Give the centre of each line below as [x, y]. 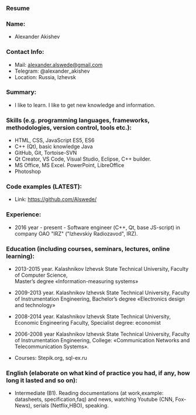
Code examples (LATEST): [44, 187]
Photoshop [27, 172]
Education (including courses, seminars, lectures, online [88, 249]
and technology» [35, 305]
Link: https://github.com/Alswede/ [56, 199]
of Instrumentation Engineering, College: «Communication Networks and [102, 340]
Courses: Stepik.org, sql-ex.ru [51, 358]
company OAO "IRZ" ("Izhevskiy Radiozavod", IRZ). [76, 233]
